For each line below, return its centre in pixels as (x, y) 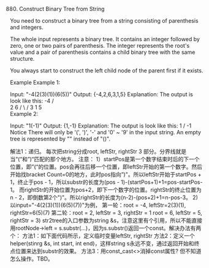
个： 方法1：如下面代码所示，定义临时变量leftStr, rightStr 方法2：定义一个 (102, 236)
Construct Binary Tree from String (62, 9)
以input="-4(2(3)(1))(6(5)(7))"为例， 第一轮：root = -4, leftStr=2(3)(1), (98, 205)
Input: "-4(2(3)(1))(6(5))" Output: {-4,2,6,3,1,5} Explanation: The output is (102, 94)
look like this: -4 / (32, 101)
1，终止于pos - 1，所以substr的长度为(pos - (65, 182)
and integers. (27, 27)
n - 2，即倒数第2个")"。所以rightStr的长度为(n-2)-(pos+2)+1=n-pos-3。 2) (104, 197)
